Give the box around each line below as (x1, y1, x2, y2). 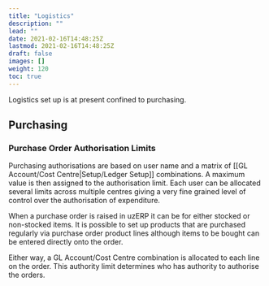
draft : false (8, 50, 53, 58)
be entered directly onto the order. (8, 237, 124, 247)
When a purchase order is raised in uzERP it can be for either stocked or (8, 211, 250, 221)
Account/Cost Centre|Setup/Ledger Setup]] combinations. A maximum (8, 170, 245, 180)
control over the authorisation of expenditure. (8, 196, 161, 206)
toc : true (8, 72, 42, 80)
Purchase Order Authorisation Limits (8, 142, 156, 154)
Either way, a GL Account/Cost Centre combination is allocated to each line (8, 253, 260, 262)
